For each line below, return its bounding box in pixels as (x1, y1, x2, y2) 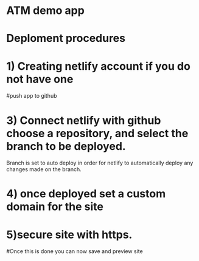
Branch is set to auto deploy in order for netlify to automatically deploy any (6, 159, 194, 167)
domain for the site (6, 200, 104, 214)
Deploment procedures (6, 32, 126, 46)
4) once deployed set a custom (6, 187, 166, 201)
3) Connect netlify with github (6, 114, 161, 127)
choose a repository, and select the (6, 126, 189, 140)
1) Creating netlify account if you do (6, 59, 190, 73)
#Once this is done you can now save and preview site (6, 248, 143, 255)
